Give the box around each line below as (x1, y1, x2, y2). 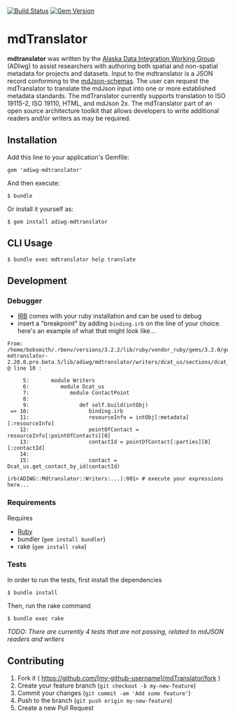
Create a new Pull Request (17, 704, 94, 712)
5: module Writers (22, 377, 96, 384)
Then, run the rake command (7, 601, 91, 610)
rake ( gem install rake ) (17, 542, 87, 551)
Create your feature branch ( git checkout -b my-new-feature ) (17, 681, 197, 690)
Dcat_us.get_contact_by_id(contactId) (7, 463, 120, 470)
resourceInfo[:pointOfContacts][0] (7, 432, 111, 440)
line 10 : (13, 365, 42, 372)
